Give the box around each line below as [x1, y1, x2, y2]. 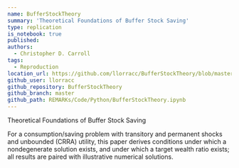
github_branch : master [7, 90, 75, 97]
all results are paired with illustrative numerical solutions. [7, 152, 174, 161]
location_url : [7, 70, 50, 77]
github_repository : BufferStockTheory [7, 83, 122, 90]
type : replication [7, 23, 62, 31]
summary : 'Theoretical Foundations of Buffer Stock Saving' [7, 17, 190, 24]
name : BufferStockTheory [7, 10, 81, 18]
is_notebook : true [7, 30, 62, 38]
